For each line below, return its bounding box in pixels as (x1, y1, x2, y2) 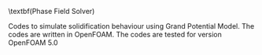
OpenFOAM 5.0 (8, 38, 58, 47)
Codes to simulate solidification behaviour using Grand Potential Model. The (8, 22, 255, 30)
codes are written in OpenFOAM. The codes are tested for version (8, 30, 223, 39)
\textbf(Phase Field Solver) (8, 7, 95, 15)
